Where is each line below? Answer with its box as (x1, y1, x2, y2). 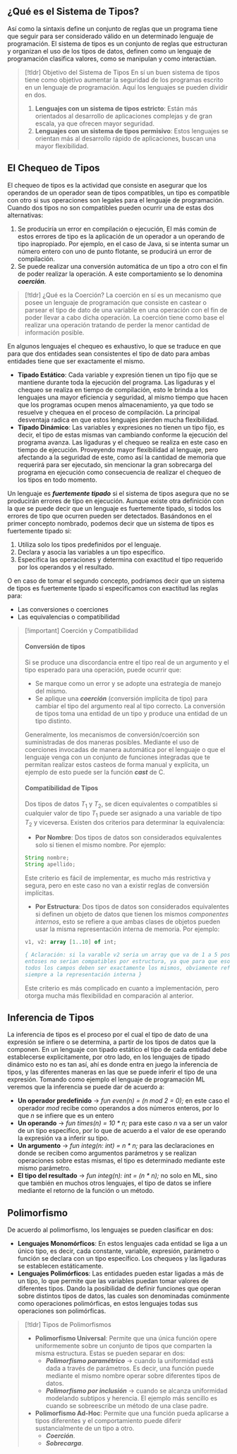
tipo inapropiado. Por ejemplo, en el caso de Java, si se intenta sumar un (17, 239, 229, 248)
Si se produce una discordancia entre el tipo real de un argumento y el (24, 658, 229, 666)
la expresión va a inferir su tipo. (17, 1134, 109, 1142)
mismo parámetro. (17, 1164, 71, 1173)
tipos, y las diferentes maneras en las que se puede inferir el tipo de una (7, 1068, 217, 1077)
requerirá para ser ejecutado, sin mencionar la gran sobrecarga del (17, 460, 213, 468)
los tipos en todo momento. (17, 475, 97, 484)
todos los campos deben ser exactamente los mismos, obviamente (24, 964, 218, 971)
